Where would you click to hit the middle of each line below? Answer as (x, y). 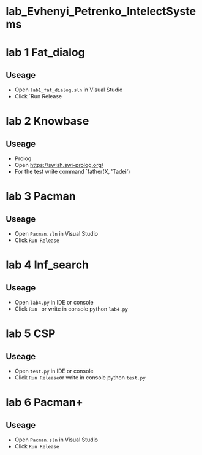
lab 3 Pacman (41, 196)
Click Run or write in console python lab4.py (71, 309)
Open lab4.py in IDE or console (54, 303)
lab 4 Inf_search (47, 265)
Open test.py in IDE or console (54, 371)
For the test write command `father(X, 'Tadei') (72, 172)
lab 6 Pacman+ (44, 402)
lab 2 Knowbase (47, 121)
